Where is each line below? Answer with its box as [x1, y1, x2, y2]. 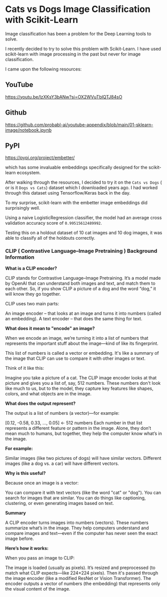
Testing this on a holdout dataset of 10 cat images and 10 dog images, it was [5, 230, 162, 236]
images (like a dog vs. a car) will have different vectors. [5, 460, 119, 466]
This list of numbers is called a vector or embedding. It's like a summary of [5, 350, 159, 356]
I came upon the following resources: [5, 66, 82, 72]
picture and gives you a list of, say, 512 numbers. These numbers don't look [5, 380, 161, 386]
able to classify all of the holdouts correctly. [5, 235, 95, 241]
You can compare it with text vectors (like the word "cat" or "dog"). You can [5, 489, 161, 495]
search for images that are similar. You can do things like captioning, [5, 494, 146, 501]
